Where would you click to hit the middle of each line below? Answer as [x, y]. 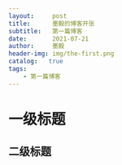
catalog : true [36, 62]
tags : [17, 69]
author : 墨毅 [37, 46]
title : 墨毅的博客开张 [52, 24]
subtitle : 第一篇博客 [46, 31]
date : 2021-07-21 [49, 39]
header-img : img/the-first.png [61, 54]
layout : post [38, 16]
